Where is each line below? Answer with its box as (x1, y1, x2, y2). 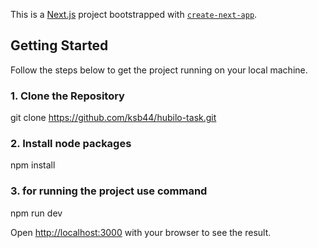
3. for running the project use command (10, 184, 208, 198)
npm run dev (10, 207, 63, 219)
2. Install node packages (10, 137, 132, 151)
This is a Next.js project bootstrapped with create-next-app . (10, 9, 258, 20)
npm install (10, 159, 56, 171)
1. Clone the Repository (10, 89, 125, 103)
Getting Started (10, 37, 109, 54)
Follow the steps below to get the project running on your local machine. (10, 64, 308, 76)
